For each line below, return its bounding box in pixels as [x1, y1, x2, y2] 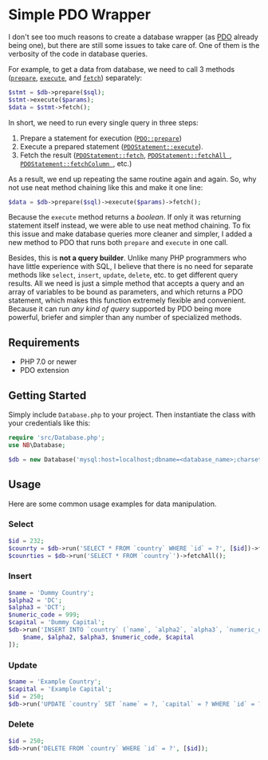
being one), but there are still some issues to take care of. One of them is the [8, 40, 260, 49]
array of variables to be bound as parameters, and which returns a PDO [8, 287, 243, 297]
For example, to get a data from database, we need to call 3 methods [8, 64, 235, 73]
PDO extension [19, 366, 69, 375]
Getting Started [8, 389, 87, 402]
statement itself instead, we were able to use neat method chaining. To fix [8, 221, 251, 231]
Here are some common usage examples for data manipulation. [8, 499, 217, 509]
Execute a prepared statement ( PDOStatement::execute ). [19, 141, 203, 151]
